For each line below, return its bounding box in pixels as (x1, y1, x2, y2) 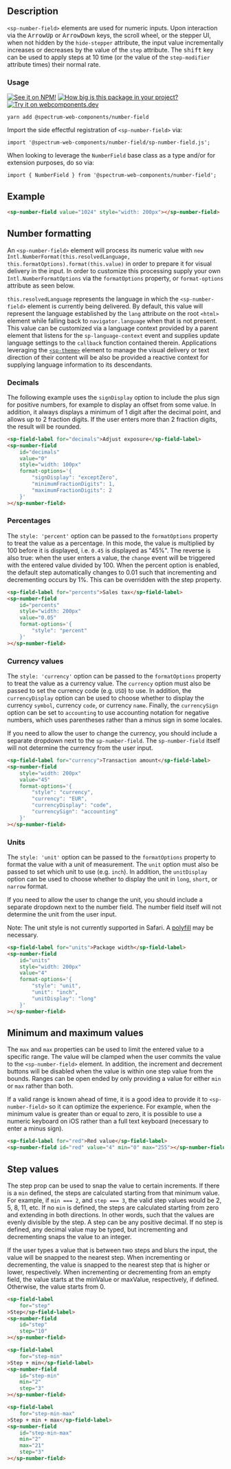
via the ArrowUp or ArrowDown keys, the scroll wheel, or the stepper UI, (7, 31, 212, 39)
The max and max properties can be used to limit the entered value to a (7, 1045, 204, 1053)
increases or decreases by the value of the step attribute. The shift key (7, 45, 214, 54)
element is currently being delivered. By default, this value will (27, 302, 203, 310)
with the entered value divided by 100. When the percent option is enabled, (7, 561, 220, 569)
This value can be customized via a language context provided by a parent (7, 323, 219, 332)
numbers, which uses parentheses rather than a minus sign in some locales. (7, 716, 223, 724)
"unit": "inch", (32, 989, 78, 996)
